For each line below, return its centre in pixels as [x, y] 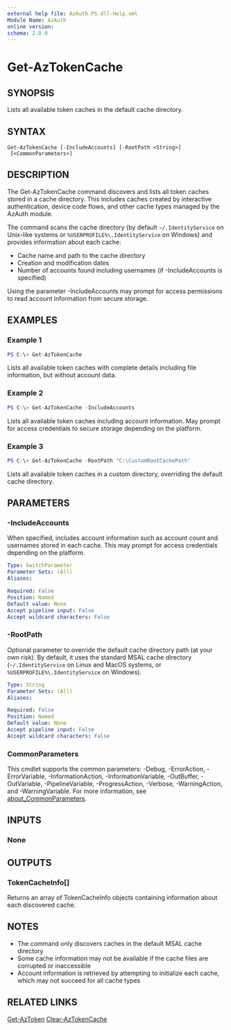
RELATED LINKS [42, 1003]
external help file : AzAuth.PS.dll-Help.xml [72, 14]
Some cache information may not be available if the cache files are [112, 958]
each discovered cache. [42, 905]
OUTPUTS [29, 863]
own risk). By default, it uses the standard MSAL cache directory [100, 657]
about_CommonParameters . [47, 799]
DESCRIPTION [38, 175]
